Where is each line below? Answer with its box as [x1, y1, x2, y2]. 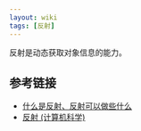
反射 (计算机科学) [21, 112, 86, 123]
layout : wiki [9, 12, 58, 22]
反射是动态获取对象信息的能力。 [9, 46, 127, 58]
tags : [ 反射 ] [9, 21, 55, 30]
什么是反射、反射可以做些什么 [21, 101, 132, 111]
